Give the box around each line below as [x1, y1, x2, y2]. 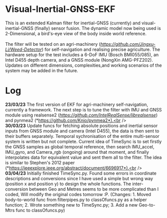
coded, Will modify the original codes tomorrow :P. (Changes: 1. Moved [5, 191, 151, 197]
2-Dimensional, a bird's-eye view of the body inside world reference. [5, 30, 147, 36]
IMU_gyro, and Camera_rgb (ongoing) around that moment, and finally [5, 149, 150, 155]
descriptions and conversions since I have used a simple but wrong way [5, 175, 154, 181]
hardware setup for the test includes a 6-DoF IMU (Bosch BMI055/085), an [5, 51, 159, 58]
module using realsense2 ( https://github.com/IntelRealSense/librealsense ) [5, 112, 158, 118]
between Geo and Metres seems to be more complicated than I [29, 186, 159, 192]
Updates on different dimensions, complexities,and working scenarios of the [5, 62, 162, 68]
